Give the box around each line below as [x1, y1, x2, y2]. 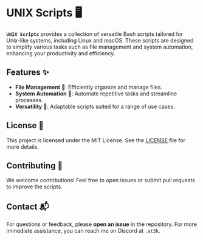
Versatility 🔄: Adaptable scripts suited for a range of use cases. [15, 103, 175, 110]
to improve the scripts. [6, 183, 63, 190]
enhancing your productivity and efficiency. [6, 49, 115, 57]
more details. [6, 143, 40, 150]
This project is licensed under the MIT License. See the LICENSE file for [6, 136, 186, 144]
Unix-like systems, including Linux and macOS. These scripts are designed [6, 36, 194, 44]
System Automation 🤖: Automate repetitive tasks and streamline [15, 90, 177, 97]
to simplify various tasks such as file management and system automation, [6, 43, 193, 50]
